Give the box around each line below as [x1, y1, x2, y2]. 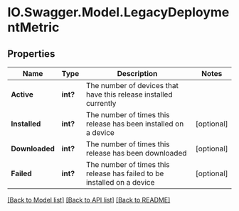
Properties [7, 48, 55, 60]
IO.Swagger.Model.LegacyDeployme [7, 4, 230, 21]
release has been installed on [85, 119, 184, 129]
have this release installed [85, 90, 173, 99]
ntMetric [7, 19, 60, 36]
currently [85, 99, 117, 108]
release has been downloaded [85, 148, 187, 158]
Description [117, 69, 158, 78]
